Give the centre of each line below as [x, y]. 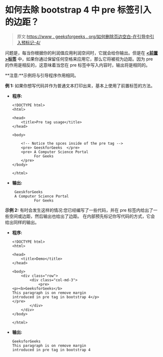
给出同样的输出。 [22, 222]
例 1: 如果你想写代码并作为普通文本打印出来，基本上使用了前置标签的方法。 [80, 85]
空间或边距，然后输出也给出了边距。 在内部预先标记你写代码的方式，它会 [82, 216]
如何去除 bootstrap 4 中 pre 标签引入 [78, 10]
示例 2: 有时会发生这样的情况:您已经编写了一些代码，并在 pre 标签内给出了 [79, 210]
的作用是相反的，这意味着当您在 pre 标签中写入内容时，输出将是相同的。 [78, 65]
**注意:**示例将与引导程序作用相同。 [42, 75]
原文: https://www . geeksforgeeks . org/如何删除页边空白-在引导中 [83, 36]
